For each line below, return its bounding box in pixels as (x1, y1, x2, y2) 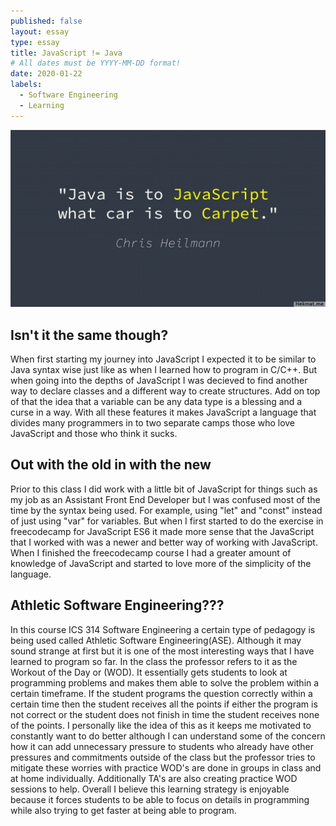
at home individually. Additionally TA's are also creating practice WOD (10, 772, 298, 784)
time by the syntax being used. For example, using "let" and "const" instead (10, 504, 323, 516)
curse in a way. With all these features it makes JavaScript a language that (10, 406, 317, 418)
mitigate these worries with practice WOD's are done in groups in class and (10, 761, 322, 774)
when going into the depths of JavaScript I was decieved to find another (10, 374, 308, 386)
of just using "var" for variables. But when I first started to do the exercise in (10, 515, 324, 527)
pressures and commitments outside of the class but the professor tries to (10, 751, 316, 763)
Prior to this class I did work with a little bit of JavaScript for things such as (10, 483, 318, 495)
